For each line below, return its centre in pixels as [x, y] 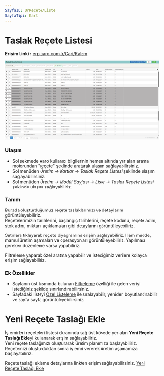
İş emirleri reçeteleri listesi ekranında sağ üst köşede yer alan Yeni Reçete [79, 332]
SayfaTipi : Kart [21, 15]
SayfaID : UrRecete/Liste [30, 10]
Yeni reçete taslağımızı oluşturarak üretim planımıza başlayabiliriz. [71, 343]
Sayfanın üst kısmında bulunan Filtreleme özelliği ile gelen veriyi [76, 283]
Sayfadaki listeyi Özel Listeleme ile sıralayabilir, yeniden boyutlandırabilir [85, 294]
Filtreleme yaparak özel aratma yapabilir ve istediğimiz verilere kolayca [76, 255]
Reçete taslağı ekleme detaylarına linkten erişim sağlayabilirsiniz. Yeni [75, 363]
